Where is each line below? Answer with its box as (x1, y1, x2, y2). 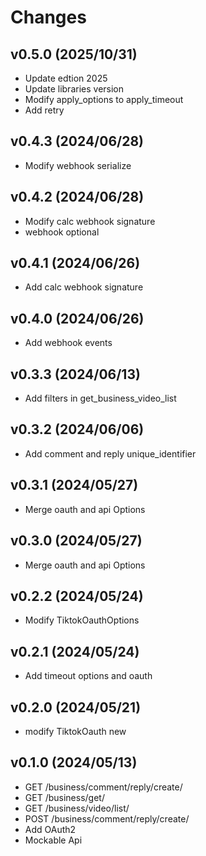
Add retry (24, 104, 65, 116)
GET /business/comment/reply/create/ (24, 781, 183, 793)
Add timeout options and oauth (24, 670, 153, 682)
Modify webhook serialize (24, 159, 132, 171)
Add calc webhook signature (24, 281, 144, 293)
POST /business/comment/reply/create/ (24, 812, 190, 825)
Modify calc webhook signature (24, 215, 156, 227)
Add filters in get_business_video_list (24, 392, 177, 405)
